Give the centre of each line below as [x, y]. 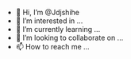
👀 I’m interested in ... [49, 21]
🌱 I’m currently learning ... [58, 29]
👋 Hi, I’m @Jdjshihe [47, 12]
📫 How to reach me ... [52, 47]
